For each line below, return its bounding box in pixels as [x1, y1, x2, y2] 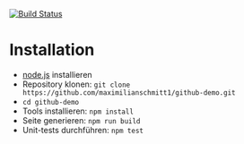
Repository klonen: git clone [22, 79, 131, 89]
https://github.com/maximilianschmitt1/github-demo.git [22, 88, 236, 97]
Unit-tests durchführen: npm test [22, 124, 144, 135]
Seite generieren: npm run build [22, 114, 141, 125]
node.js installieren [22, 69, 92, 80]
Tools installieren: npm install [22, 106, 135, 116]
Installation [9, 40, 95, 60]
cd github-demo [22, 97, 80, 106]
